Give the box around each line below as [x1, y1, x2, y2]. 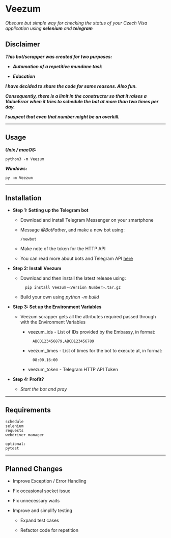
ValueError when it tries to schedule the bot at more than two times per [5, 98, 159, 104]
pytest [5, 446, 19, 451]
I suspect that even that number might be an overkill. [5, 113, 120, 119]
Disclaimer [5, 40, 40, 49]
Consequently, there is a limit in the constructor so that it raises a [5, 93, 147, 99]
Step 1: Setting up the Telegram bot [12, 207, 89, 214]
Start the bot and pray [20, 386, 67, 392]
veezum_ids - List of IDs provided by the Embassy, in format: [27, 329, 156, 335]
